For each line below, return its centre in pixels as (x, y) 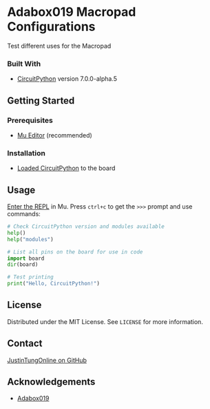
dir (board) (23, 265)
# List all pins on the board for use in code (75, 252)
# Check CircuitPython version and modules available (86, 227)
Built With (24, 64)
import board (26, 258)
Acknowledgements (51, 382)
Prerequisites (30, 120)
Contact (25, 344)
